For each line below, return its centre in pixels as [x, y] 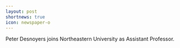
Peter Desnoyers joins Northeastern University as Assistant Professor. [90, 39]
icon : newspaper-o [28, 22]
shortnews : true [25, 17]
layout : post [21, 11]
